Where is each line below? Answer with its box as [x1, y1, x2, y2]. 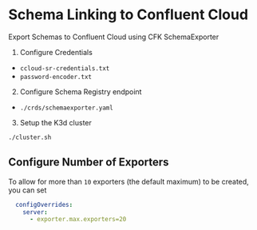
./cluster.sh [8, 133, 52, 141]
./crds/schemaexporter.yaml [19, 104, 113, 112]
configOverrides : [15, 200, 73, 208]
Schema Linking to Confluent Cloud [8, 6, 249, 24]
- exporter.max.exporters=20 [29, 216, 127, 224]
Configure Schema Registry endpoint [19, 86, 142, 97]
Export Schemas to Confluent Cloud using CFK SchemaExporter [8, 32, 219, 42]
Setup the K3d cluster [19, 117, 92, 127]
